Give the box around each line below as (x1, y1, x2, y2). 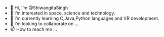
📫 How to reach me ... (10, 26, 57, 32)
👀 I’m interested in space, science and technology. (10, 10, 115, 16)
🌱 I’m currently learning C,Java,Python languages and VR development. (10, 15, 159, 21)
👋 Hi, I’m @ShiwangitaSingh (10, 5, 68, 10)
